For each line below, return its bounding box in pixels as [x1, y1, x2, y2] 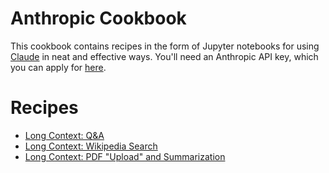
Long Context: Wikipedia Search [24, 140, 158, 152]
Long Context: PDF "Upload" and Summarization [24, 150, 226, 162]
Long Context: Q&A [24, 129, 105, 141]
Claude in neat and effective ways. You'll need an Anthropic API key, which [10, 50, 319, 62]
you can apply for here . [10, 61, 107, 73]
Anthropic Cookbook [10, 7, 187, 30]
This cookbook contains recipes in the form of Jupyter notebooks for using [10, 40, 320, 52]
